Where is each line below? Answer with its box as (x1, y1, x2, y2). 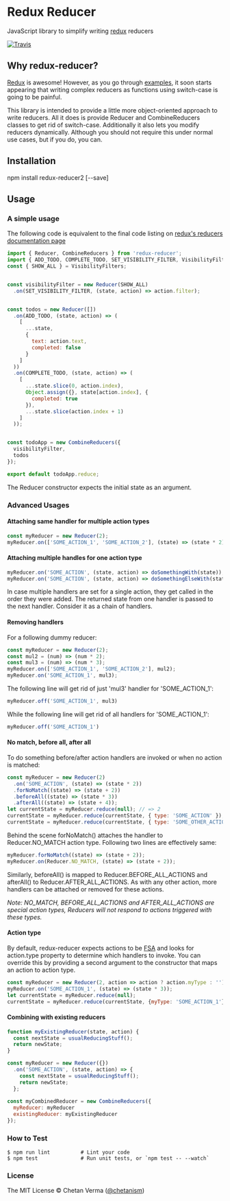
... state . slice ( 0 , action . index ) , (25, 382, 125, 390)
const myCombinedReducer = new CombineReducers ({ (7, 1098, 152, 1105)
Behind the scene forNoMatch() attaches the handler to (7, 831, 163, 839)
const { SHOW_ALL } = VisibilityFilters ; (7, 263, 127, 270)
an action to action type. (7, 966, 76, 974)
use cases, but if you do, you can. (7, 135, 103, 143)
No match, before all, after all (7, 738, 91, 747)
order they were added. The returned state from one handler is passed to (7, 595, 214, 603)
